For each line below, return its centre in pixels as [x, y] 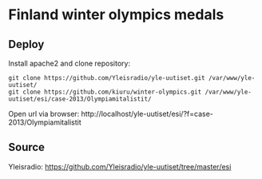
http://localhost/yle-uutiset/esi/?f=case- [147, 114]
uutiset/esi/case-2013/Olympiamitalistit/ [80, 99]
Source [27, 147]
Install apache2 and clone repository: [69, 63]
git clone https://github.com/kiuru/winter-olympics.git [105, 92]
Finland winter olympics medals [116, 15]
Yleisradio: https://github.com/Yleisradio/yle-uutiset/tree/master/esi [120, 166]
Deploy [26, 44]
